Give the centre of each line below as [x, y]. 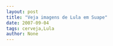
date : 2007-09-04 [28, 23]
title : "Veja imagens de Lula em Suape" [57, 17]
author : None [22, 34]
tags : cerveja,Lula [30, 28]
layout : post [22, 12]
